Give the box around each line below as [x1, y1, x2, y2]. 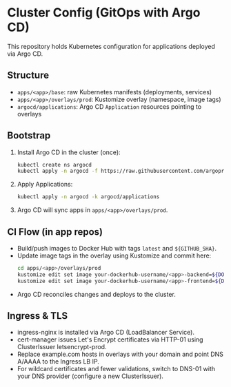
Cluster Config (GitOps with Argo [7, 5, 201, 21]
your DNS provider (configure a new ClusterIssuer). [17, 372, 164, 380]
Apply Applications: [17, 180, 73, 189]
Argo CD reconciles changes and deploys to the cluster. [17, 290, 176, 298]
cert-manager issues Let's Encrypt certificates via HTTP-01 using [17, 335, 203, 344]
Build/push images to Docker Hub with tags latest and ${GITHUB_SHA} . [17, 244, 217, 252]
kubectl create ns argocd [17, 161, 92, 168]
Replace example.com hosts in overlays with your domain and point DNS [17, 350, 224, 359]
